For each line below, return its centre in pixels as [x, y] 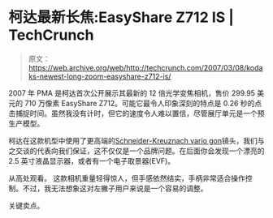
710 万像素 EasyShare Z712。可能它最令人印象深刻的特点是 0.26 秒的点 [143, 103]
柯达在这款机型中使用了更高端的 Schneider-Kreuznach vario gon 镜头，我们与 [136, 140]
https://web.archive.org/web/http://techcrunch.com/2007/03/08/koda [145, 67]
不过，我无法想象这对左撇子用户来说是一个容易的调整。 [115, 188]
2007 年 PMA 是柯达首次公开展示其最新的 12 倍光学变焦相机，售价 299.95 [132, 93]
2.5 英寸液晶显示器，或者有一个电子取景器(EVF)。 [92, 160]
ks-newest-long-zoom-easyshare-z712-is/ [100, 76]
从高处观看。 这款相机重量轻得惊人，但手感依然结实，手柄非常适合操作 [127, 178]
